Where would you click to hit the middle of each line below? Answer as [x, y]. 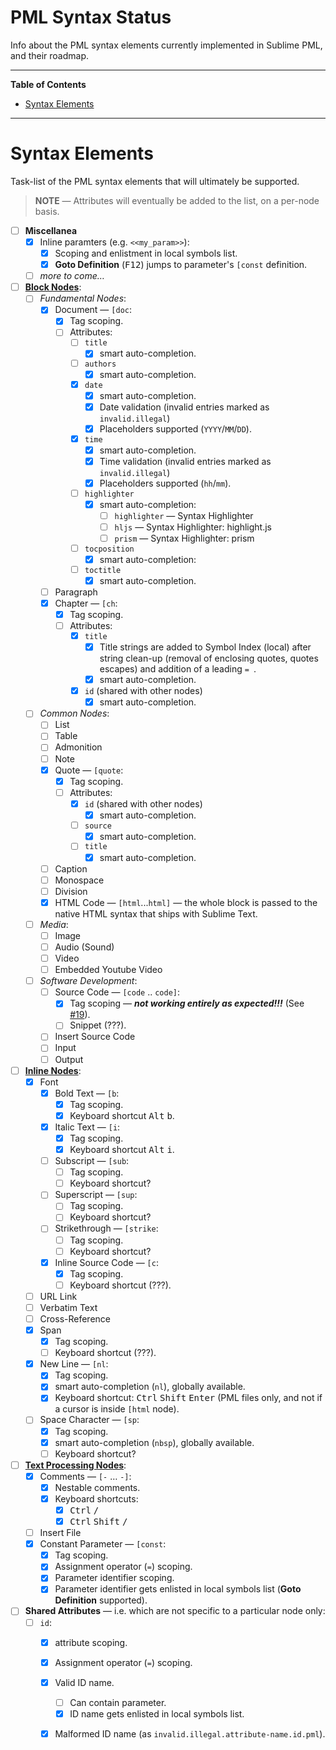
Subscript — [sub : [92, 1161]
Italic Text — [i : [87, 1127]
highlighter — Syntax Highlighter [184, 516]
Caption [71, 868]
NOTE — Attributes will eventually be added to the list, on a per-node [177, 200]
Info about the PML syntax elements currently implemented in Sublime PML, [166, 45]
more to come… [72, 276]
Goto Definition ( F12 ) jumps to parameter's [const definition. [181, 265]
